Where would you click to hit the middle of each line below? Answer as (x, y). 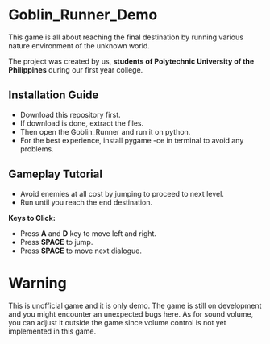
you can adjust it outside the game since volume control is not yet (118, 322)
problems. (37, 149)
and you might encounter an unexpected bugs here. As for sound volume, (131, 314)
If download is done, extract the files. (81, 123)
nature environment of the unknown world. (79, 45)
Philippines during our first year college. (76, 69)
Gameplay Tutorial (56, 174)
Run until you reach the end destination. (86, 202)
